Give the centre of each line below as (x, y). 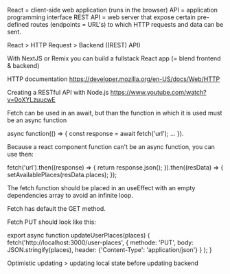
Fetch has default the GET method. (57, 208)
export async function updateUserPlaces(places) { (79, 235)
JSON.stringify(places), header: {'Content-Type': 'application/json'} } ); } (110, 250)
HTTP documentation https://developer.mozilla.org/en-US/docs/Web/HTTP (114, 79)
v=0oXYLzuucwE (32, 100)
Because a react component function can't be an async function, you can (111, 147)
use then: (21, 154)
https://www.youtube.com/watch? (159, 92)
